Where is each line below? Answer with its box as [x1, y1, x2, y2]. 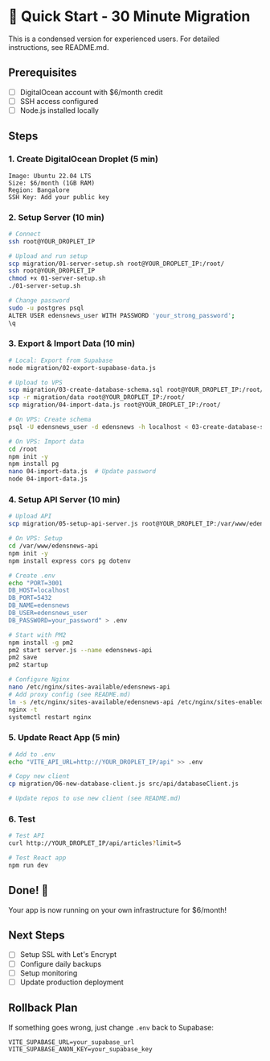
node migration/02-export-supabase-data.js [8, 364, 157, 372]
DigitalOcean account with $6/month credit [19, 87, 163, 97]
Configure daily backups [19, 959, 102, 968]
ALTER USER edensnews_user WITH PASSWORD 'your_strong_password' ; [8, 311, 235, 319]
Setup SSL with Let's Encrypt [19, 950, 117, 959]
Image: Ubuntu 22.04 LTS [8, 172, 92, 180]
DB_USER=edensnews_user [8, 609, 88, 618]
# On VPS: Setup [8, 535, 63, 543]
